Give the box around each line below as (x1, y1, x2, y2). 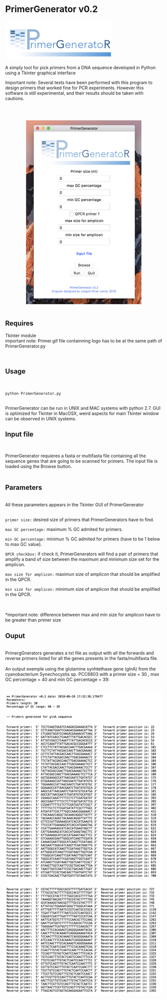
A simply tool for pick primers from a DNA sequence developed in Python (5, 64, 156, 70)
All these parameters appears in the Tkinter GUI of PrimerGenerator (5, 502, 144, 508)
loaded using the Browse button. (5, 464, 72, 470)
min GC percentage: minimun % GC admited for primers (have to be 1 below (5, 536, 161, 542)
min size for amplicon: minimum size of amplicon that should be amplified (5, 586, 161, 592)
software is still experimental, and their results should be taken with (5, 90, 144, 96)
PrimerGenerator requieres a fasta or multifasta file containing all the (5, 453, 146, 459)
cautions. (5, 95, 24, 101)
